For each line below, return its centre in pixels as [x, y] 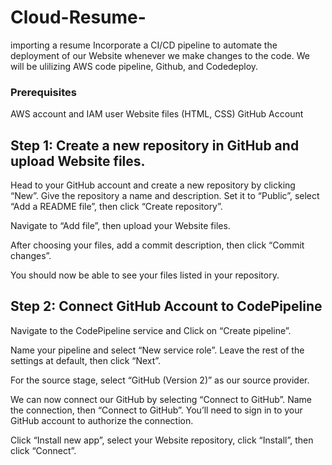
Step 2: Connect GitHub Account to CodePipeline [166, 306]
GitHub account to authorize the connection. [102, 420]
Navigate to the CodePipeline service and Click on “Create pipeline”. [151, 330]
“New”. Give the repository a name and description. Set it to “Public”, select [165, 196]
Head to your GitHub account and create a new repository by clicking [153, 185]
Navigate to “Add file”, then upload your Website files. [120, 226]
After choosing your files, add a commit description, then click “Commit [157, 245]
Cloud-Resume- [78, 17]
